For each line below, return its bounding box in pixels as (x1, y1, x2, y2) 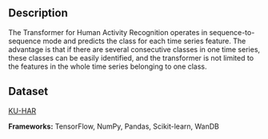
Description (8, 6, 68, 20)
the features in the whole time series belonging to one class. (8, 62, 207, 71)
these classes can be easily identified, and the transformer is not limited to (8, 53, 254, 62)
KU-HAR (8, 105, 37, 115)
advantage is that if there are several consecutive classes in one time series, (8, 44, 261, 54)
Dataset (8, 85, 49, 98)
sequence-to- (209, 27, 255, 37)
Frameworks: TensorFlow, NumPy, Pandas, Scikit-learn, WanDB (8, 121, 220, 131)
